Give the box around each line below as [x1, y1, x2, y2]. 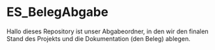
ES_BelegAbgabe [6, 4, 109, 20]
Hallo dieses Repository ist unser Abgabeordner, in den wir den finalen [6, 27, 209, 35]
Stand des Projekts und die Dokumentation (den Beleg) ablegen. [6, 34, 191, 42]
